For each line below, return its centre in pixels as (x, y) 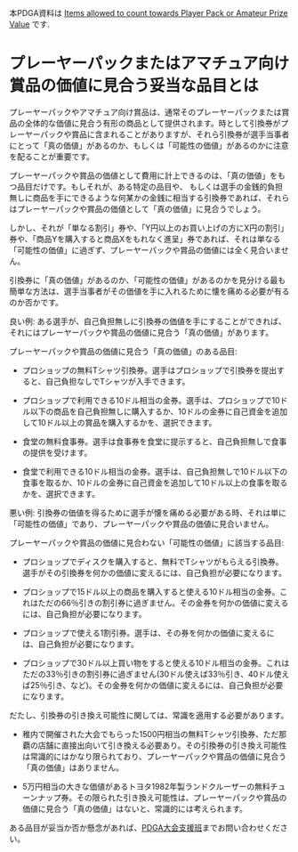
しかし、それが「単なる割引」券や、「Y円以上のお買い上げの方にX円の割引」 (149, 227)
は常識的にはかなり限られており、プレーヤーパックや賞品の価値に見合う (154, 756)
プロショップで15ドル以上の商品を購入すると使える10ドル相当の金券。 (151, 591)
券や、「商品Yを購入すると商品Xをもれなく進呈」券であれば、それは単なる (145, 239)
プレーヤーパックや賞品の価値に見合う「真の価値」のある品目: (123, 351)
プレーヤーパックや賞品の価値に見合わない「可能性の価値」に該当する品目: (147, 542)
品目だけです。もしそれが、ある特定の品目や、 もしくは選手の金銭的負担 (149, 186)
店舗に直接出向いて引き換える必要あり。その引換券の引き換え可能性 (162, 745)
